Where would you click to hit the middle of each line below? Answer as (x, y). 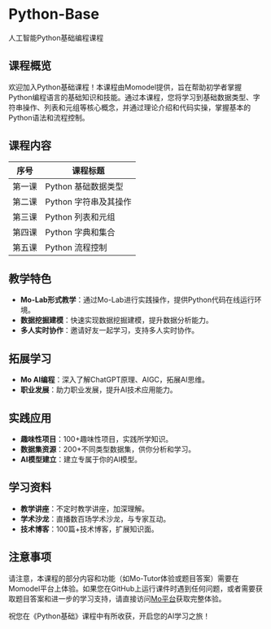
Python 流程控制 (76, 247)
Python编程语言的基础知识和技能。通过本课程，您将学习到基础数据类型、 (131, 97)
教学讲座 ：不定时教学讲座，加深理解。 (84, 509)
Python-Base (54, 14)
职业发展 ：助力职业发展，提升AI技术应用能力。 (98, 390)
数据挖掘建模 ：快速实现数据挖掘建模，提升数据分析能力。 (116, 320)
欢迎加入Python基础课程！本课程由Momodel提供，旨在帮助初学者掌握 (125, 87)
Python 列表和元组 (80, 216)
